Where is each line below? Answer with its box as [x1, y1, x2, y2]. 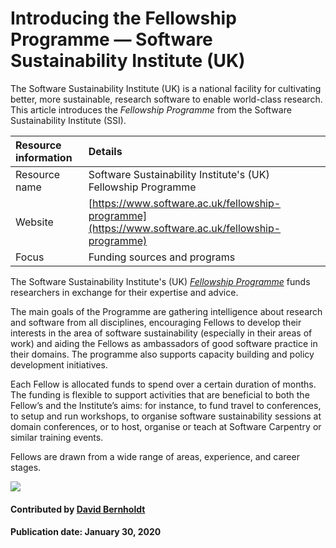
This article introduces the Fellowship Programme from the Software [10, 103, 292, 116]
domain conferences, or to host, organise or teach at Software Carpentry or [10, 420, 322, 432]
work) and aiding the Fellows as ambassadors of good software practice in [10, 337, 318, 349]
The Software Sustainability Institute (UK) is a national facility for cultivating [10, 82, 322, 94]
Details [88, 144, 123, 158]
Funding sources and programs [88, 250, 236, 264]
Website [15, 215, 54, 229]
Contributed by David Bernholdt [10, 503, 146, 515]
